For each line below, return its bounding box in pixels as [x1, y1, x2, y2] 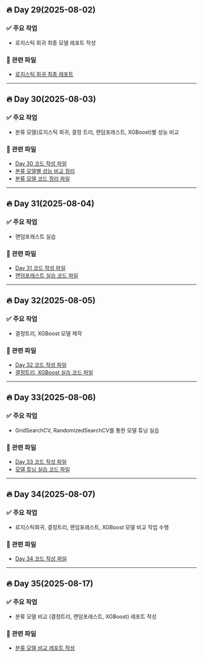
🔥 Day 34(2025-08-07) [6, 489, 95, 500]
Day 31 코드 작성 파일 [14, 264, 66, 271]
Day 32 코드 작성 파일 [14, 361, 67, 368]
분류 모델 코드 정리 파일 [14, 175, 71, 182]
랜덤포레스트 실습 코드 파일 [14, 272, 79, 279]
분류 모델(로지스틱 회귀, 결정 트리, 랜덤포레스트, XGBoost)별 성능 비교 [14, 128, 179, 136]
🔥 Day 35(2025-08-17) [6, 578, 94, 589]
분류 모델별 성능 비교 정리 [14, 167, 76, 174]
